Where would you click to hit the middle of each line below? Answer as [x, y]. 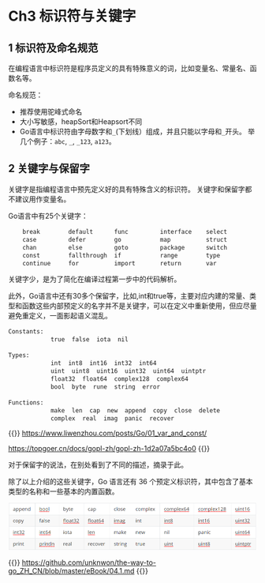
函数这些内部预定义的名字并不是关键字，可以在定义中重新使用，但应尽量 [139, 306]
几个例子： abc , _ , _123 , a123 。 [67, 141]
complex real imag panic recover [112, 418]
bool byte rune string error [105, 387]
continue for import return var [119, 263]
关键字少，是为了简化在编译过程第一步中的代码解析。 [95, 279]
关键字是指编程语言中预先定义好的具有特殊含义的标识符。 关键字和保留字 [127, 189]
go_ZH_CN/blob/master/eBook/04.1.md [71, 571]
